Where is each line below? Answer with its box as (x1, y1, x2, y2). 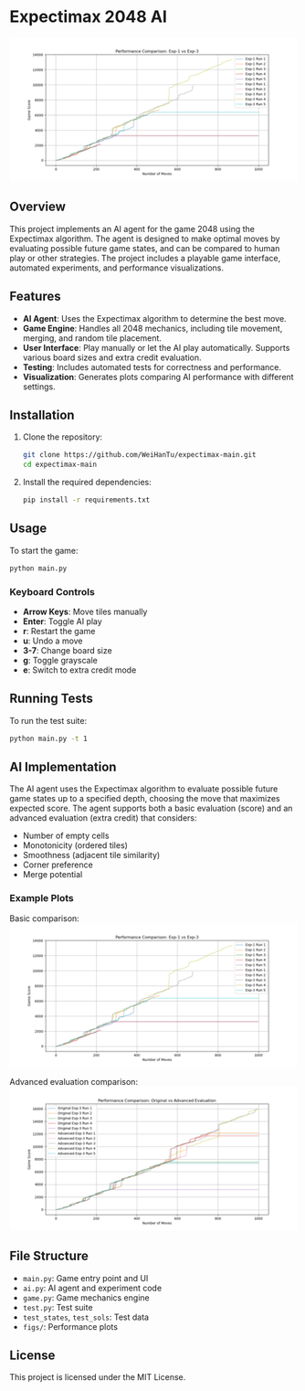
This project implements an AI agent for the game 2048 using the (9, 223, 256, 234)
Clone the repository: (22, 431, 103, 442)
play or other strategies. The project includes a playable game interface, (9, 252, 281, 263)
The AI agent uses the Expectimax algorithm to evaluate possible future (9, 783, 279, 794)
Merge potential (22, 869, 83, 880)
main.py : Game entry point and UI (22, 1272, 149, 1283)
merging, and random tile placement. (22, 332, 163, 344)
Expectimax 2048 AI (9, 6, 167, 27)
